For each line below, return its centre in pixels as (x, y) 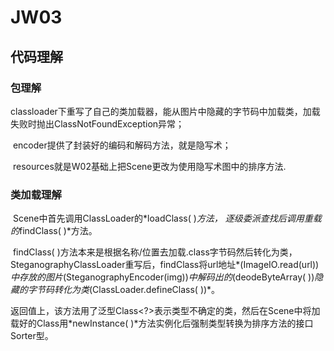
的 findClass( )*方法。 (54, 231)
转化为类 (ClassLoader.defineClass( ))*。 (137, 290)
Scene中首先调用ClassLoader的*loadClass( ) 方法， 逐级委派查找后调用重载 (167, 218)
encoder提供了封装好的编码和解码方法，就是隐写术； (122, 145)
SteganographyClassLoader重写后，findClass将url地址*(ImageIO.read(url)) (165, 265)
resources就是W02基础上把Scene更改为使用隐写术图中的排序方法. (149, 166)
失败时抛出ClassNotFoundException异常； (97, 123)
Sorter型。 (32, 336)
